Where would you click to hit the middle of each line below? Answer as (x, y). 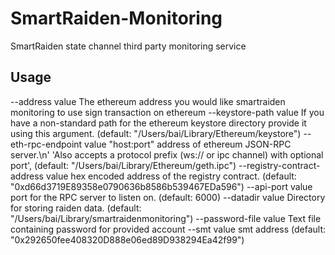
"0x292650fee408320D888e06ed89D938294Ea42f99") (127, 239)
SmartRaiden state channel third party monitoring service (128, 46)
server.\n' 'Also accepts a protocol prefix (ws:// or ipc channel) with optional (167, 154)
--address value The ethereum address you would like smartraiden (148, 101)
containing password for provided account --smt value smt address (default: (168, 229)
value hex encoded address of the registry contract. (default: (171, 176)
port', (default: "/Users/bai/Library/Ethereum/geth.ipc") (123, 165)
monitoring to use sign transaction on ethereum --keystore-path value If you (167, 112)
